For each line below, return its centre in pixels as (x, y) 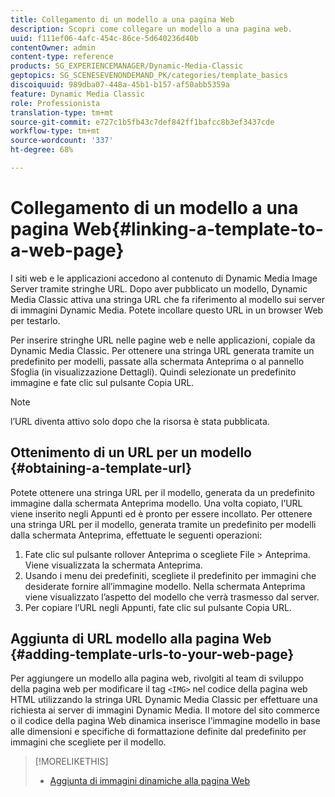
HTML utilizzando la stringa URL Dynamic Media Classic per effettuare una (164, 700)
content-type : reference (62, 57)
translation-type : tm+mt (62, 112)
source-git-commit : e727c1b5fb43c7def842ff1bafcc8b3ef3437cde (142, 122)
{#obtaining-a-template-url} (101, 468)
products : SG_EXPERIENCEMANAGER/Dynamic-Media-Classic (127, 66)
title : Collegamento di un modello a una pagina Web (122, 19)
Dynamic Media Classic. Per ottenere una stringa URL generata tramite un (162, 350)
